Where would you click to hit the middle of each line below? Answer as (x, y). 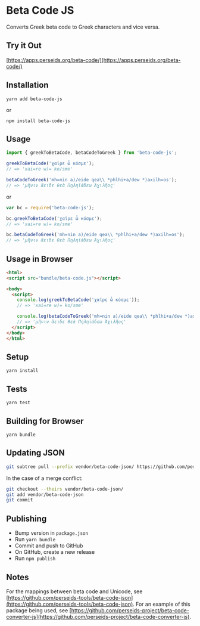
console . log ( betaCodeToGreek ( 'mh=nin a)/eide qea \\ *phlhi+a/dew (100, 317)
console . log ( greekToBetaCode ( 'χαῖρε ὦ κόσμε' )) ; (78, 300)
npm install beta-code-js (38, 121)
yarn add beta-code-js (34, 99)
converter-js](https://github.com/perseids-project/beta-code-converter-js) (98, 616)
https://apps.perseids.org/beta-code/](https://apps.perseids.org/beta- (94, 60)
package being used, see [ (39, 610)
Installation (27, 85)
